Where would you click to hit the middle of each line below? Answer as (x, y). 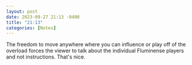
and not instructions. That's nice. (46, 57)
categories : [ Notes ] (31, 28)
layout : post (22, 11)
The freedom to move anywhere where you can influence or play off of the (96, 45)
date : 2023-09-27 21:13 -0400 (43, 17)
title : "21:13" (25, 22)
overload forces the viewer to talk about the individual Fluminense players (95, 51)
